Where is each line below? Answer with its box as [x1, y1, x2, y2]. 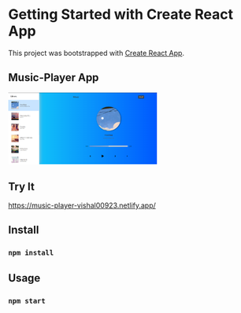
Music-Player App [8, 71, 99, 84]
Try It [8, 179, 35, 193]
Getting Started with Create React [8, 6, 234, 24]
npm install [8, 249, 54, 257]
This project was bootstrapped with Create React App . [8, 48, 185, 57]
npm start [8, 296, 46, 305]
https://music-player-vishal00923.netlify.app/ [8, 201, 156, 210]
